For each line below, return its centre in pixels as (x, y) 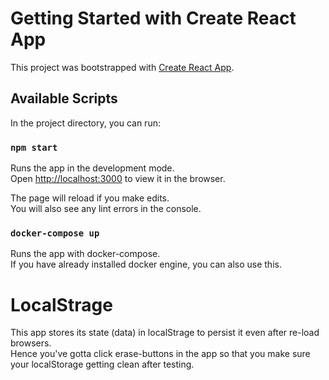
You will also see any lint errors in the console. (106, 209)
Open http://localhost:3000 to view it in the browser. (118, 179)
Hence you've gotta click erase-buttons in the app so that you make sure (160, 354)
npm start (34, 147)
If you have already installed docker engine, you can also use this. (146, 264)
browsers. (31, 343)
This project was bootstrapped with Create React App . (122, 67)
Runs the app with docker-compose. (85, 254)
